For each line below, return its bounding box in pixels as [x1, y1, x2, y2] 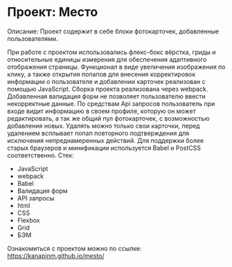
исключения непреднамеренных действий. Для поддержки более [7, 136, 204, 144]
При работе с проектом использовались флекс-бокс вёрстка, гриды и [7, 48, 216, 56]
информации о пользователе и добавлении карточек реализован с [7, 77, 206, 85]
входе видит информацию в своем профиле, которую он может [7, 107, 196, 115]
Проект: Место [7, 4, 98, 20]
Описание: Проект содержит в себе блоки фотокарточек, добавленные [7, 27, 220, 35]
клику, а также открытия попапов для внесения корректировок [7, 70, 196, 78]
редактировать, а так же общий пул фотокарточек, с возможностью [7, 114, 210, 122]
